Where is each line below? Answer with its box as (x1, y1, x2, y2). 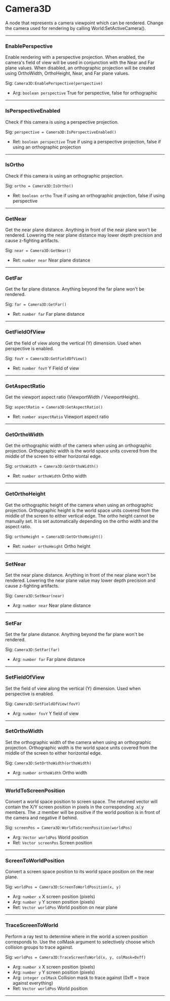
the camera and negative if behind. (5, 814, 78, 821)
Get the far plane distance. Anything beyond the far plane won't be (5, 286, 145, 292)
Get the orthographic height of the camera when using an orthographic (5, 502, 153, 508)
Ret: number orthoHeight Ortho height (12, 543, 91, 549)
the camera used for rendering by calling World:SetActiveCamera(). (5, 25, 146, 31)
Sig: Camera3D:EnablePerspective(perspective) (5, 80, 103, 86)
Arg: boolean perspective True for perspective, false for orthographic (12, 90, 158, 96)
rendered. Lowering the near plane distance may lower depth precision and (5, 232, 162, 238)
